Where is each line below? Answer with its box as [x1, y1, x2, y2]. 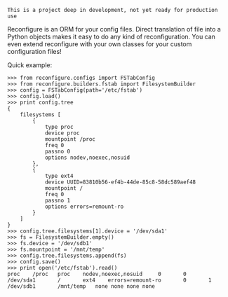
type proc [44, 123, 74, 130]
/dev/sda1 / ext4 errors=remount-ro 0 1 [7, 277, 212, 284]
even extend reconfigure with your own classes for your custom [7, 40, 192, 48]
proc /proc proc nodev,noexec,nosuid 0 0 [7, 270, 187, 277]
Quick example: [7, 61, 53, 69]
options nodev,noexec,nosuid [44, 154, 130, 161]
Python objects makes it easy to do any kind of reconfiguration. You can [7, 32, 216, 41]
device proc [44, 130, 80, 137]
